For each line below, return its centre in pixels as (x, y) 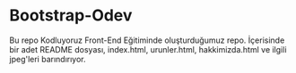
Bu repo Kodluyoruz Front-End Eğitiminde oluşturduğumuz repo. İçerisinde (147, 40)
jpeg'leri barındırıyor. (48, 59)
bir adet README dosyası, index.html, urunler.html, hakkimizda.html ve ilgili (148, 49)
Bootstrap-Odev (71, 16)
